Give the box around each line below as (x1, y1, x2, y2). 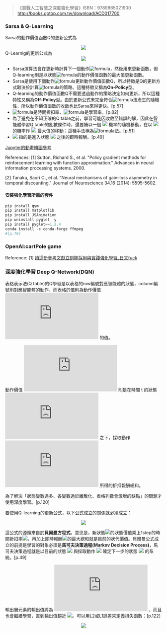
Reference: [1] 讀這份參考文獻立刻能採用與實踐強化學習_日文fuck (5, 254, 138, 260)
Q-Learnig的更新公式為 (5, 50, 52, 56)
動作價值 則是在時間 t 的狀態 (5, 387, 158, 393)
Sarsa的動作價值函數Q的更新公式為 (5, 35, 77, 41)
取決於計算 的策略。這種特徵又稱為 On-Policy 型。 (16, 84, 137, 90)
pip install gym (5, 203, 39, 208)
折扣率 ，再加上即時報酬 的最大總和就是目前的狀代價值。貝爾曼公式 (9, 536, 155, 542)
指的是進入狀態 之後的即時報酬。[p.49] (18, 134, 104, 140)
